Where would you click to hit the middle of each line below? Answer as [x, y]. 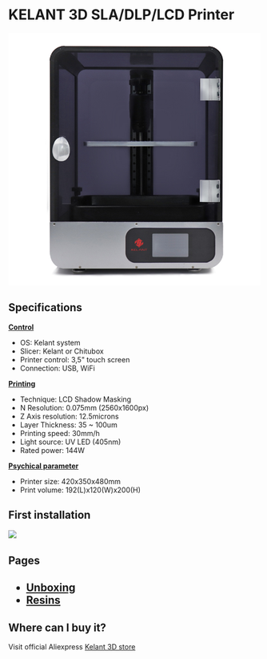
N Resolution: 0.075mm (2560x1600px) [84, 407]
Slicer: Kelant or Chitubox [62, 351]
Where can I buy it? [57, 627]
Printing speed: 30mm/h [60, 433]
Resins [44, 600]
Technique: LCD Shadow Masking [76, 399]
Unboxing [51, 588]
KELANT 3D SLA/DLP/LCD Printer [122, 15]
